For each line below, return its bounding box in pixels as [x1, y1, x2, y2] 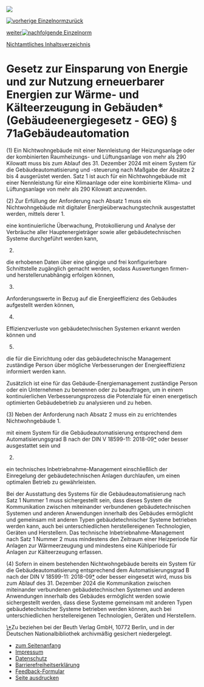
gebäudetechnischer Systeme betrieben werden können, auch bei [6, 605, 172, 612]
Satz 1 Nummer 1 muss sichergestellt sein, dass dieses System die [6, 496, 172, 504]
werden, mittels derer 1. [6, 210, 65, 217]
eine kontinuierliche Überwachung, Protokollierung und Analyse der [6, 222, 176, 229]
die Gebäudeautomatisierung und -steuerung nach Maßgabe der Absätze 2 [6, 166, 195, 173]
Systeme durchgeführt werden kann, [6, 235, 98, 242]
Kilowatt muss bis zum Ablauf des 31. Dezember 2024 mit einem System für [6, 159, 196, 167]
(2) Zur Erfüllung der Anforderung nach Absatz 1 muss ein [6, 197, 151, 204]
